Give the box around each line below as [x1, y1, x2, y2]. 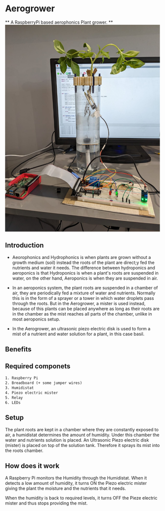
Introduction [5, 241, 44, 250]
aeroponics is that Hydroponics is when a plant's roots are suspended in [12, 270, 159, 276]
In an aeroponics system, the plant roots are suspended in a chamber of [12, 285, 158, 290]
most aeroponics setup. [12, 316, 60, 322]
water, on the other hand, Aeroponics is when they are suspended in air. [12, 275, 158, 281]
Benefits [5, 345, 32, 353]
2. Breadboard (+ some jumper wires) [5, 380, 82, 385]
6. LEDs [5, 400, 21, 405]
